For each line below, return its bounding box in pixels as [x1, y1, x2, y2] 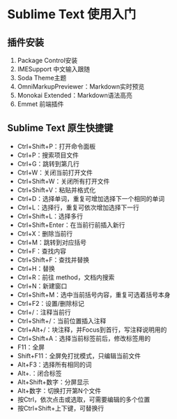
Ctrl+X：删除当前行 [17, 229, 73, 237]
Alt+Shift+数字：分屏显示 [17, 378, 89, 386]
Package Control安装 [17, 57, 78, 64]
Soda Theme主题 [17, 74, 67, 82]
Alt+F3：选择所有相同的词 [17, 360, 92, 369]
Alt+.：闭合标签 [17, 369, 62, 377]
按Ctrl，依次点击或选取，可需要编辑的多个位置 [17, 395, 151, 404]
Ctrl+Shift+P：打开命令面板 [17, 142, 96, 150]
